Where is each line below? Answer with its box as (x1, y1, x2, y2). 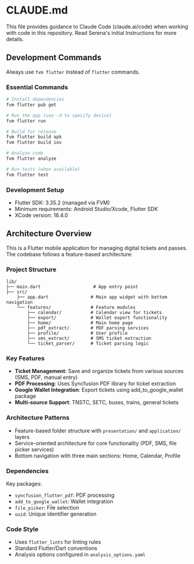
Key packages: (6, 480, 42, 487)
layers (14, 433, 30, 440)
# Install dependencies (6, 97, 65, 103)
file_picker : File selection (14, 504, 80, 511)
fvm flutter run (6, 118, 46, 124)
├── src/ (6, 289, 28, 295)
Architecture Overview (6, 229, 92, 239)
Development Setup (6, 186, 64, 194)
